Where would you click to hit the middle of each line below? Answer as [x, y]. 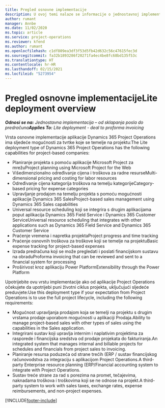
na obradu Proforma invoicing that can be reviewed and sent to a [77, 256]
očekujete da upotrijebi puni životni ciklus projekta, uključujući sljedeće [77, 287]
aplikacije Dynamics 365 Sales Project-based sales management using [83, 199]
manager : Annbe [21, 23]
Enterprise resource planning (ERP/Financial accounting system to [91, 365]
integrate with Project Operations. [46, 370]
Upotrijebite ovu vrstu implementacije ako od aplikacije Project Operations [80, 282]
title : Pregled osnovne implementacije [46, 10]
